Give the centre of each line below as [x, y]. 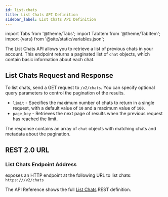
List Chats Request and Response [59, 76]
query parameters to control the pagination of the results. [65, 93]
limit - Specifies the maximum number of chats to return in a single [83, 103]
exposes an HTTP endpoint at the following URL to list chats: [68, 175]
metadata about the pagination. [38, 134]
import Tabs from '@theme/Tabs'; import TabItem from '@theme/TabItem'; [83, 34]
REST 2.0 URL [27, 150]
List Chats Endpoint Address [41, 164]
